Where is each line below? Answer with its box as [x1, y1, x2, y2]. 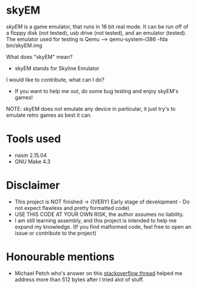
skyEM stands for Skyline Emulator [14, 64, 100, 71]
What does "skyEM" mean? [6, 53, 73, 60]
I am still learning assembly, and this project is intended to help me [14, 216, 177, 224]
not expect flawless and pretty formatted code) [14, 204, 130, 211]
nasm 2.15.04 [14, 152, 47, 159]
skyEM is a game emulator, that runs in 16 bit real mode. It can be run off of [6, 23, 189, 30]
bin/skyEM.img [6, 42, 42, 49]
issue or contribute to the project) [14, 229, 97, 237]
